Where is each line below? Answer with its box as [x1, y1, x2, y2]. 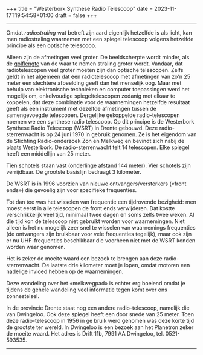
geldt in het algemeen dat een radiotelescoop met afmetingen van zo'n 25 [6, 73, 191, 80]
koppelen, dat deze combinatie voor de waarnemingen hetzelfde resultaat [6, 99, 190, 105]
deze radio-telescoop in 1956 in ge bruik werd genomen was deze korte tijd [6, 317, 195, 324]
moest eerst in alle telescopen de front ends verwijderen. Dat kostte [6, 205, 175, 211]
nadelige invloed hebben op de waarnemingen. [6, 268, 124, 275]
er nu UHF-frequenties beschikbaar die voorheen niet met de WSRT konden [6, 237, 196, 244]
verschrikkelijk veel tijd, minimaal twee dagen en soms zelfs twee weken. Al [6, 211, 195, 218]
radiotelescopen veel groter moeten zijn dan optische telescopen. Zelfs [6, 67, 184, 73]
